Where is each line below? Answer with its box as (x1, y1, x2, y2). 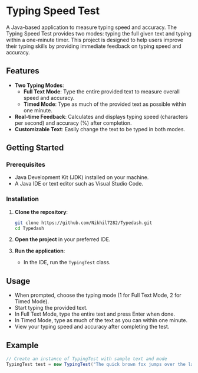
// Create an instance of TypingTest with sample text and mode (6, 356, 167, 362)
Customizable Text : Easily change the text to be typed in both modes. (14, 125, 186, 132)
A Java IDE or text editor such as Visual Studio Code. (14, 180, 143, 187)
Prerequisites (6, 161, 45, 169)
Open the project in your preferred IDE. (14, 236, 111, 243)
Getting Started (6, 143, 64, 153)
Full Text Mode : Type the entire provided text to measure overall (23, 87, 180, 95)
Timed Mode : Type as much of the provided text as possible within (23, 100, 187, 108)
